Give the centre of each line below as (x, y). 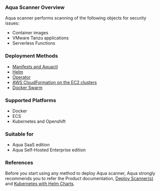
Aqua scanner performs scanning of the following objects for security (76, 18)
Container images (30, 33)
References (19, 163)
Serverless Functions (34, 43)
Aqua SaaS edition (31, 145)
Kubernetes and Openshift (39, 121)
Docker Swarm (27, 87)
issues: (12, 23)
